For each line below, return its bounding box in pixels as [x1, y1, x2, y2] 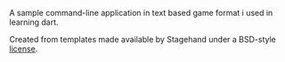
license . [9, 43, 38, 54]
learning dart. [9, 17, 60, 27]
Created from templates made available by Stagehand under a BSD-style [9, 35, 276, 44]
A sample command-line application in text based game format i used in [9, 8, 273, 18]
